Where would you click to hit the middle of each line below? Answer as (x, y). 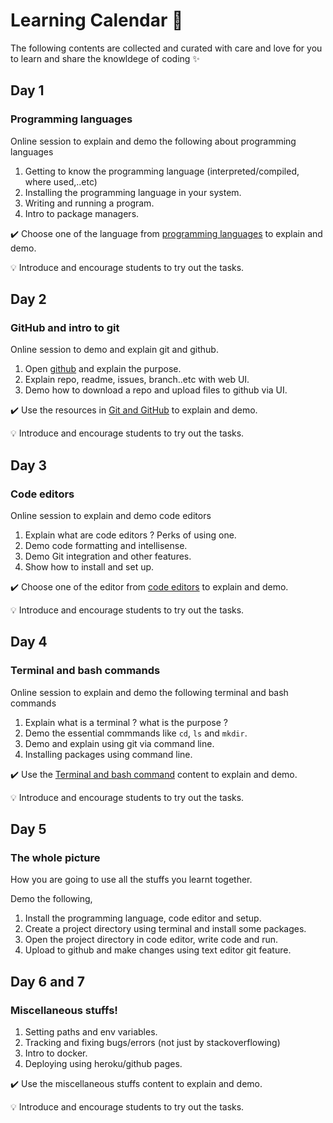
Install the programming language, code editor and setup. (143, 918)
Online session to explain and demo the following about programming (153, 141)
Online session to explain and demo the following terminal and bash (149, 692)
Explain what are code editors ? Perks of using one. (130, 535)
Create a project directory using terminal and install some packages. (165, 929)
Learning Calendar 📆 (97, 20)
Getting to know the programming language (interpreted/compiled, (162, 171)
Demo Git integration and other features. (108, 556)
